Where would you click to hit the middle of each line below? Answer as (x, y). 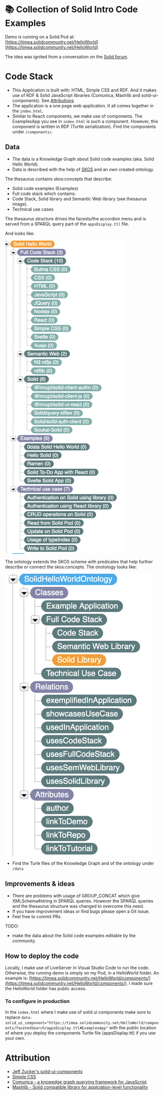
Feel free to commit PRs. (37, 916)
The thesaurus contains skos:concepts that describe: (59, 179)
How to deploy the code (42, 956)
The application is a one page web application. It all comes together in (83, 105)
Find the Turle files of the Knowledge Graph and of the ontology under (83, 863)
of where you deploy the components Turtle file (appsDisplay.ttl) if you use (80, 1033)
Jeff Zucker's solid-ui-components (47, 1071)
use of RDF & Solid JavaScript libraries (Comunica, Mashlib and (76, 95)
